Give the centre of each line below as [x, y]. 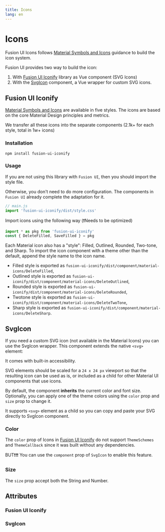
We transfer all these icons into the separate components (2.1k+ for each [80, 125]
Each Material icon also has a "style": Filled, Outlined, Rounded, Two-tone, [81, 245]
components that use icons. [34, 381]
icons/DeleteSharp [31, 313]
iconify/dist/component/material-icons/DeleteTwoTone [69, 303]
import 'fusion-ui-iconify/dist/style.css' [51, 211]
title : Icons [19, 10]
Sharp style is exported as [39, 308]
